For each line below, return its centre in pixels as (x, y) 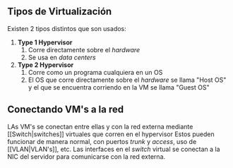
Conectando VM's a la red (66, 110)
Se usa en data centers (62, 57)
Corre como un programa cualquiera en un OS (95, 72)
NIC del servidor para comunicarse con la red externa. (86, 156)
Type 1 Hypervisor (45, 42)
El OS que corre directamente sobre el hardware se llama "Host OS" (127, 80)
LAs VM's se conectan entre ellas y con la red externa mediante (100, 126)
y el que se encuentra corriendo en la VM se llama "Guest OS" (119, 87)
